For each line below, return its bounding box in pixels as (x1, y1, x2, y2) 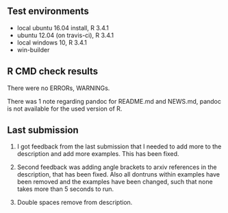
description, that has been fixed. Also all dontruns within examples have (16, 170, 220, 179)
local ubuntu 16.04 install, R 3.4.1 (16, 23, 110, 32)
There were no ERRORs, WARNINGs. (7, 84, 110, 92)
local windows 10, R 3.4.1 (16, 38, 88, 47)
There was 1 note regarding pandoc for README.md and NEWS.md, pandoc (7, 97, 221, 105)
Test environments (7, 5, 89, 17)
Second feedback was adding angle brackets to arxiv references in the (16, 163, 217, 171)
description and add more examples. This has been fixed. (16, 150, 179, 158)
